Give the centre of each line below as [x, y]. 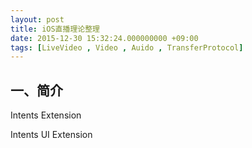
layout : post [37, 19]
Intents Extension [46, 115]
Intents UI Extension [51, 135]
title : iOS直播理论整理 [55, 29]
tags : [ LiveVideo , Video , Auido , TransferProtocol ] [127, 47]
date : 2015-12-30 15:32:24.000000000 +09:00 [104, 38]
